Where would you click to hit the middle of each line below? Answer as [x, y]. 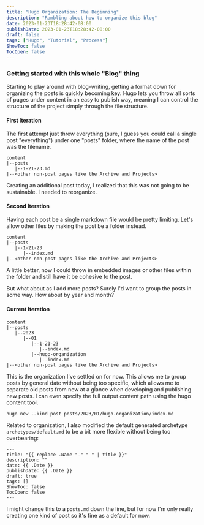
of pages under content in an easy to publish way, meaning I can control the [102, 100]
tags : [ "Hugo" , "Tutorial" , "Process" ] [57, 40]
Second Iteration [28, 206]
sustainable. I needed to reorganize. [51, 192]
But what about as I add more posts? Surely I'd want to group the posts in [99, 289]
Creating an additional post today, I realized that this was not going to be [98, 186]
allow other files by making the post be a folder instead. [77, 226]
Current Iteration [28, 309]
